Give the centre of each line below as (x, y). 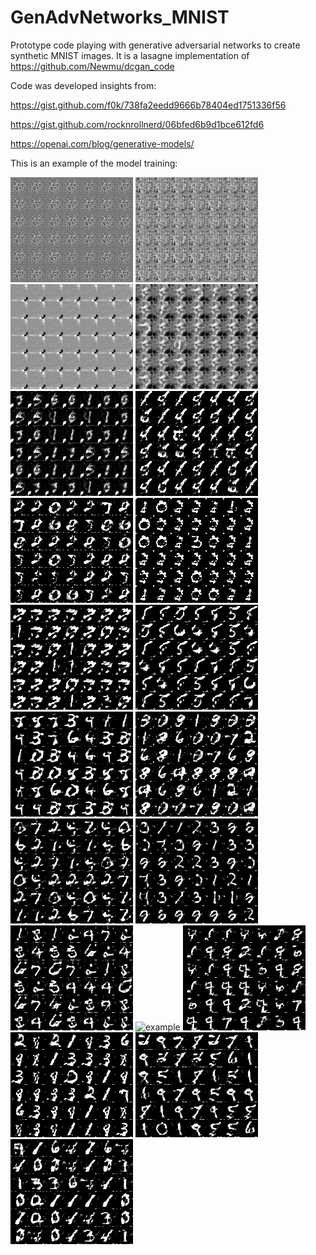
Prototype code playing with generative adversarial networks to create (155, 45)
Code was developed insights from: (83, 85)
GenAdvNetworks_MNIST (120, 17)
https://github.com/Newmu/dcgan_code (92, 66)
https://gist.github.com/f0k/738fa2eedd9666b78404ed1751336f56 (148, 105)
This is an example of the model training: (94, 163)
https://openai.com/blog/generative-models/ (102, 143)
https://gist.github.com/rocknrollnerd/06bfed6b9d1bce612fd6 (137, 124)
